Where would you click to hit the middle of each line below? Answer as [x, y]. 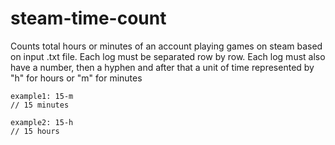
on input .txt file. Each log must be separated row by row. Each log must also [168, 56]
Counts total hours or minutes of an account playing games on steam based [166, 46]
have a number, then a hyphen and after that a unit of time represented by [162, 67]
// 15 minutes [40, 105]
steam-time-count [88, 18]
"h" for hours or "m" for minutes [76, 78]
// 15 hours [35, 131]
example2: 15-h [42, 122]
